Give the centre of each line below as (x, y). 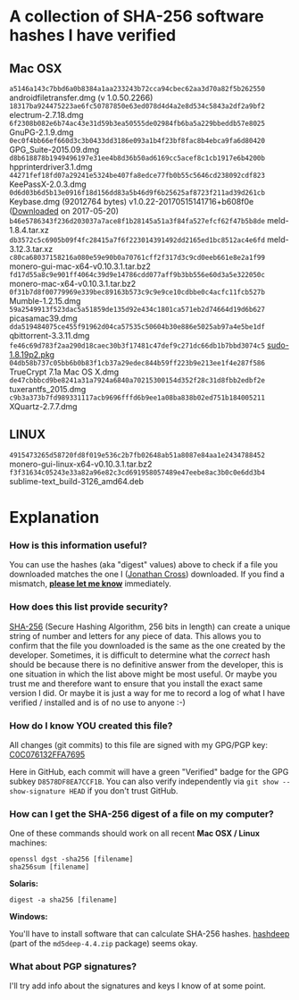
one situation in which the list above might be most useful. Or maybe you (143, 674)
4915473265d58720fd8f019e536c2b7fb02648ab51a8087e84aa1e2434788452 (137, 455)
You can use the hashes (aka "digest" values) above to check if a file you (144, 565)
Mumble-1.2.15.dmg (45, 301)
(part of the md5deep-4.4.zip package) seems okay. (104, 944)
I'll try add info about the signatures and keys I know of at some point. (137, 986)
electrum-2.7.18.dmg (46, 115)
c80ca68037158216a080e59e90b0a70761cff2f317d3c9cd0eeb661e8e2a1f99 (137, 257)
